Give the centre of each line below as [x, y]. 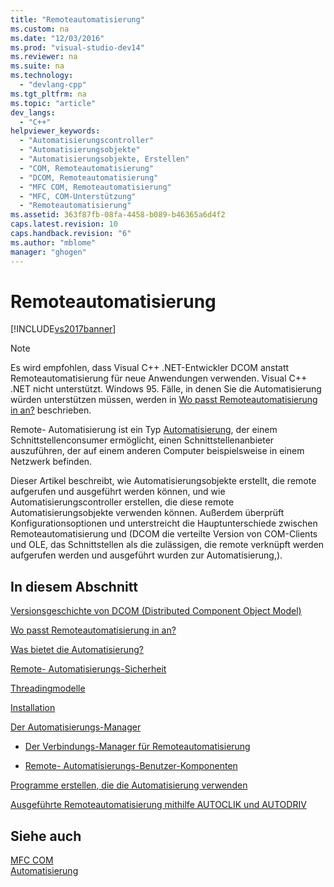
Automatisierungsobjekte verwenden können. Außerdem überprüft [147, 513]
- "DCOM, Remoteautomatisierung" [89, 177]
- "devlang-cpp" [53, 85]
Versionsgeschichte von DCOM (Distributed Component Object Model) [156, 611]
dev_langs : [33, 112]
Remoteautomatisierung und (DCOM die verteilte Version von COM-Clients [164, 534]
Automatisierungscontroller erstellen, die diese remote [122, 502]
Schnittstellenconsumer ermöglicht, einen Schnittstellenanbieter [142, 440]
